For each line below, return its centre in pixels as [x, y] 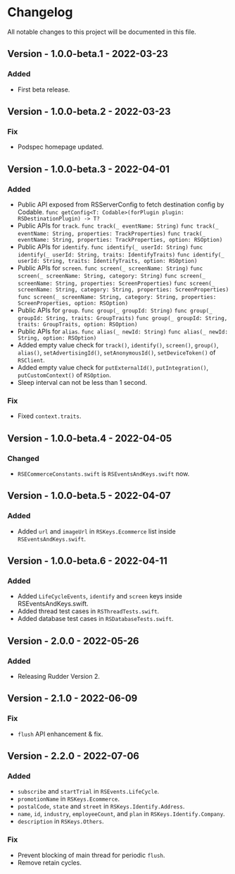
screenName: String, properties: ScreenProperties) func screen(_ [116, 283]
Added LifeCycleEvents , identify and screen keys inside [100, 596]
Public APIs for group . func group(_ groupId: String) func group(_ [115, 310]
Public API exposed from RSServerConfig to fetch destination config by [121, 204]
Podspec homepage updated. [61, 147]
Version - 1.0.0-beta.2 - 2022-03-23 [89, 112]
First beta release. [44, 90]
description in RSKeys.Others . [61, 821]
